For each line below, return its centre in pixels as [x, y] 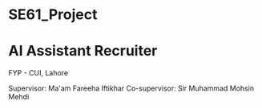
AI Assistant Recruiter [83, 51]
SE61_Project [53, 15]
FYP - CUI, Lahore [38, 73]
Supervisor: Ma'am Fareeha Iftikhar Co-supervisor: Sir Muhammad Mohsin [131, 88]
